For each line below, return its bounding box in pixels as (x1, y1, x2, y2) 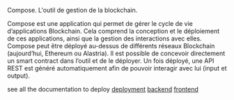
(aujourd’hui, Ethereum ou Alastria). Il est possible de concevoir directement (7, 49, 226, 57)
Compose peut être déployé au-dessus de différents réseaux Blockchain (7, 42, 215, 50)
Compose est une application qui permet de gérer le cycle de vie (7, 20, 193, 27)
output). (7, 71, 30, 80)
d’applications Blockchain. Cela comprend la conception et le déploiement (7, 27, 220, 35)
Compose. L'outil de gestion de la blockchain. (7, 6, 138, 14)
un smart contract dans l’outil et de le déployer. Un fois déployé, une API (7, 57, 214, 65)
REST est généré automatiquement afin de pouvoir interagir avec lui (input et (7, 64, 227, 72)
